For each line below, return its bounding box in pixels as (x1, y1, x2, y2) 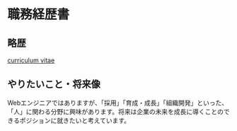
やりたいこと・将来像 (7, 79, 100, 91)
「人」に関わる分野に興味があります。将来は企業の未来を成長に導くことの (7, 107, 224, 115)
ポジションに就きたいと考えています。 (19, 116, 131, 125)
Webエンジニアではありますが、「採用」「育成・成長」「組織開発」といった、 (7, 98, 229, 107)
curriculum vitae (7, 56, 55, 64)
